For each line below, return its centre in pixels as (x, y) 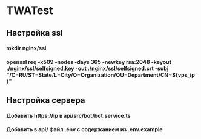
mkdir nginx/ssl (26, 48)
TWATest (30, 11)
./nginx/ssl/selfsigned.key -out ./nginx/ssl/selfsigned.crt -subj (87, 68)
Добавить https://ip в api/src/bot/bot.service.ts (69, 115)
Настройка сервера (46, 100)
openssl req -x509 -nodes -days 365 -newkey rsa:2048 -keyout (89, 62)
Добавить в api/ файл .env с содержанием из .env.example (84, 129)
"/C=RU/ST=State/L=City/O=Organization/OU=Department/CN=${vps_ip (100, 75)
